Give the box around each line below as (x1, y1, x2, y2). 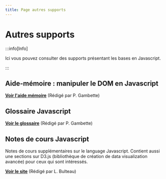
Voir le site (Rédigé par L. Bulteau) (5, 168, 76, 174)
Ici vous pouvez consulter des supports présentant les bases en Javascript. (5, 55, 161, 61)
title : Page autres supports (5, 7, 66, 12)
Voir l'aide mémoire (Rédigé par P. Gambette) (5, 92, 100, 98)
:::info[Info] (5, 45, 28, 51)
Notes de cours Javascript (5, 134, 89, 143)
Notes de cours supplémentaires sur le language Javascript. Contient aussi (5, 148, 160, 154)
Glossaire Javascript (5, 107, 71, 115)
